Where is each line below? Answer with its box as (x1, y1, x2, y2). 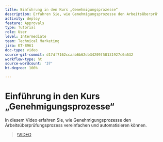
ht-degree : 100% (5, 66, 38, 71)
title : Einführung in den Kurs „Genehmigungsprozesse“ (5, 7, 118, 12)
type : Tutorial (5, 25, 36, 30)
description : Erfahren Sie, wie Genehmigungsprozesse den (5, 12, 125, 16)
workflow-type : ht (5, 57, 42, 62)
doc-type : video (5, 47, 38, 52)
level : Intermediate (5, 34, 47, 39)
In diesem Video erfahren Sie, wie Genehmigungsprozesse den (5, 117, 131, 123)
